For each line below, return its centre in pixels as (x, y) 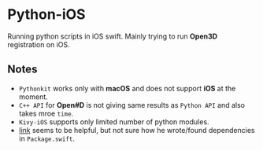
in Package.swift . (47, 138)
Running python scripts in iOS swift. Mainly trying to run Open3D (113, 36)
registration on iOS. (39, 44)
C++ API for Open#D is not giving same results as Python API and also (132, 105)
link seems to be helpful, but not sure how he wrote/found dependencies (137, 130)
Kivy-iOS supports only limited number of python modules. (114, 122)
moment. (33, 97)
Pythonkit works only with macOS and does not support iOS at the (127, 88)
